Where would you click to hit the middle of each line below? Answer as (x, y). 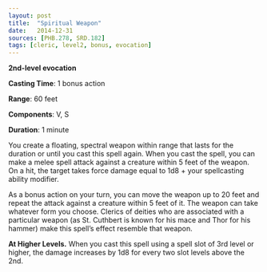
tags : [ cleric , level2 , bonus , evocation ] (80, 45)
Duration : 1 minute (39, 130)
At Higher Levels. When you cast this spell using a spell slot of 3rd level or (131, 244)
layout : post (30, 16)
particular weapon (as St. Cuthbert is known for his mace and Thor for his (130, 220)
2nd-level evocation (42, 68)
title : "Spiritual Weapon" (55, 23)
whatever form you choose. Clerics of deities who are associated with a (126, 211)
